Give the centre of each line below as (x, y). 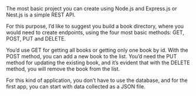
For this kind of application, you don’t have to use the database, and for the (97, 80)
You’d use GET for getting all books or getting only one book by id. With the (97, 50)
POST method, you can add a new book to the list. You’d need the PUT (92, 56)
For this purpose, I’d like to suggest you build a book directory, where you (95, 26)
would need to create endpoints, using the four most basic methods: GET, (95, 32)
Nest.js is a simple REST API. (41, 15)
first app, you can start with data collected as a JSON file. (76, 87)
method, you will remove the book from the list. (63, 69)
